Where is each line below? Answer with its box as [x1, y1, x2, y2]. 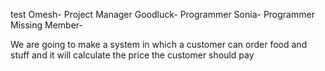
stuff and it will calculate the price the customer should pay [10, 49, 255, 61]
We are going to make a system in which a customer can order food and [10, 39, 308, 50]
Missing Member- [10, 19, 83, 31]
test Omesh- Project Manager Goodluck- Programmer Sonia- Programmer [10, 9, 315, 20]
